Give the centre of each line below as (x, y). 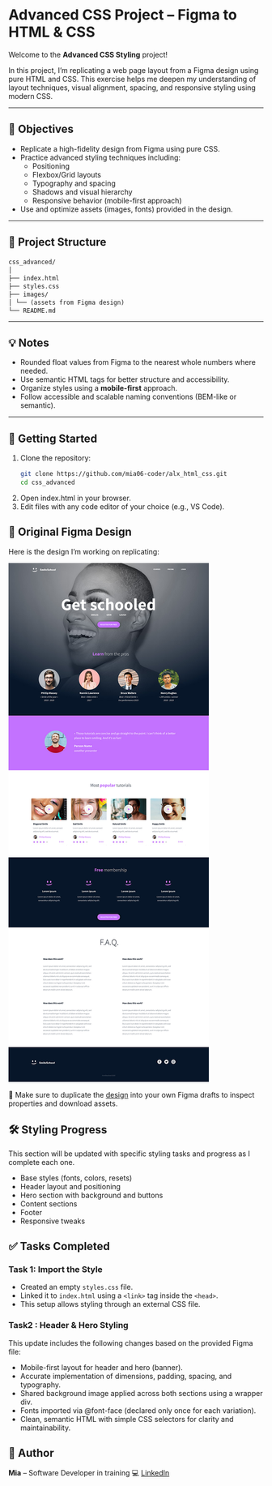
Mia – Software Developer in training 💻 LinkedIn (89, 1473)
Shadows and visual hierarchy (82, 191)
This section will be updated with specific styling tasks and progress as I (130, 1154)
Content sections (49, 1203)
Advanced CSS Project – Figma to (123, 15)
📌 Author (31, 1453)
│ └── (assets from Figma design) (67, 302)
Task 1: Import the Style (55, 1269)
